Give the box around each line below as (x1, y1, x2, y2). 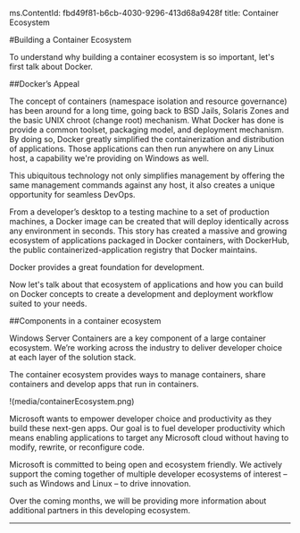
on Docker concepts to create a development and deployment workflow (9, 289, 274, 299)
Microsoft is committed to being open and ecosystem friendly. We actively (9, 460, 283, 470)
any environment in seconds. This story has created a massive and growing (9, 225, 287, 236)
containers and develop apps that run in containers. (9, 379, 199, 389)
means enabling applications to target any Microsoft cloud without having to (9, 433, 289, 443)
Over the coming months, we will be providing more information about (9, 495, 267, 506)
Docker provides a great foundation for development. (9, 262, 205, 272)
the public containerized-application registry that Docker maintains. (9, 245, 258, 255)
